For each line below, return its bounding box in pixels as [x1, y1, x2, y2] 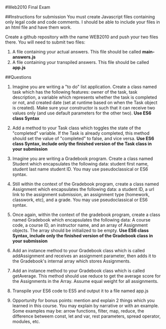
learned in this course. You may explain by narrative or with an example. [12, 303, 159, 309]
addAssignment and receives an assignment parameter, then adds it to [12, 253, 157, 259]
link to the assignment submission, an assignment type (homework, [12, 192, 150, 197]
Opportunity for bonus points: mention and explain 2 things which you [12, 297, 155, 303]
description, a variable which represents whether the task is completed [12, 94, 157, 100]
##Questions [5, 74, 32, 80]
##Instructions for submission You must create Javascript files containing [5, 14, 155, 19]
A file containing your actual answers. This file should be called [12, 49, 141, 55]
